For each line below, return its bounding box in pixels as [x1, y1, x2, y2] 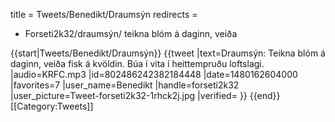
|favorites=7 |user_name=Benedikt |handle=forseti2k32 [10, 79, 240, 91]
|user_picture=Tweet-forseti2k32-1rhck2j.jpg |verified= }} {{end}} [10, 90, 281, 101]
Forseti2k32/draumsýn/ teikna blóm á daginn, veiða [24, 28, 238, 39]
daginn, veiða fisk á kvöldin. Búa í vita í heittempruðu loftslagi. [10, 58, 265, 69]
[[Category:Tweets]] [10, 100, 94, 112]
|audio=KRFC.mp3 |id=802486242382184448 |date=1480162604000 [10, 69, 298, 80]
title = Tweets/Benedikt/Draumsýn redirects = [10, 9, 198, 20]
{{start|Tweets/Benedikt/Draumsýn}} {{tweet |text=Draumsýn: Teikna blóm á [10, 47, 326, 59]
